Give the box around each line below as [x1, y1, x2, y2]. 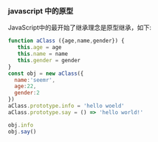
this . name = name [17, 50, 69, 57]
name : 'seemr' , [14, 76, 55, 83]
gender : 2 [14, 90, 40, 97]
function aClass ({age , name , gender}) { [8, 37, 125, 45]
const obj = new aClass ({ [8, 70, 84, 77]
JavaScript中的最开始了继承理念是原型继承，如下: [8, 23, 152, 32]
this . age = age [17, 44, 62, 51]
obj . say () [8, 128, 37, 135]
